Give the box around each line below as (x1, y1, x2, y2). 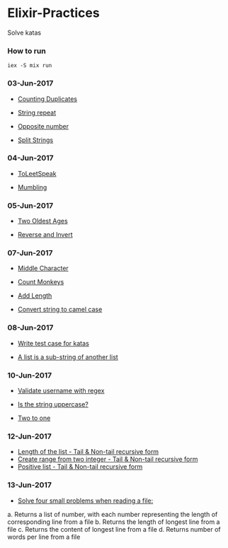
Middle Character (17, 264, 69, 273)
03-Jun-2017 (7, 78, 54, 88)
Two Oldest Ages (17, 217, 69, 226)
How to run (7, 46, 46, 56)
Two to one (17, 414, 51, 422)
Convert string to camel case (17, 305, 103, 314)
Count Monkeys (17, 278, 64, 286)
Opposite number (17, 122, 69, 130)
